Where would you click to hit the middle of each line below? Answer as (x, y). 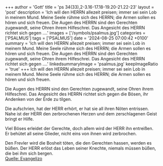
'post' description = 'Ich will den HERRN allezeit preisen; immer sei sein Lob (81, 12)
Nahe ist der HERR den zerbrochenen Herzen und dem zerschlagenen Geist (81, 114)
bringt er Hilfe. (19, 119)
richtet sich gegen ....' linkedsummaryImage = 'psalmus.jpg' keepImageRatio (81, 64)
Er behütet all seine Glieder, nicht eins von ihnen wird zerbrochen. (71, 134)
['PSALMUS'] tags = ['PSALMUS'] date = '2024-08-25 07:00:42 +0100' (77, 38)
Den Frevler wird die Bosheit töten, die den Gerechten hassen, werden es (78, 143)
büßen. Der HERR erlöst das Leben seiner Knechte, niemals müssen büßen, (81, 148)
